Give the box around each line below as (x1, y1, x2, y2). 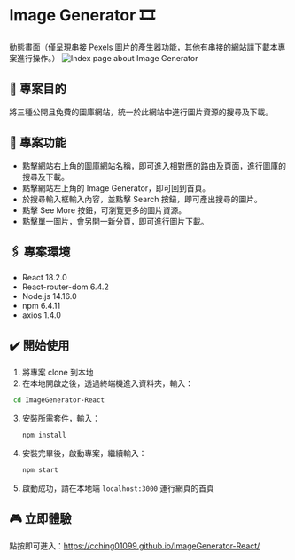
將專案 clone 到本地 (21, 367, 94, 378)
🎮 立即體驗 (9, 511, 72, 526)
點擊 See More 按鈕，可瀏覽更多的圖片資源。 (21, 204, 187, 216)
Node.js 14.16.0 (21, 291, 77, 302)
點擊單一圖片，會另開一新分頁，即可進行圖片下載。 (21, 216, 209, 226)
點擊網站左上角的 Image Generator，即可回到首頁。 (21, 182, 211, 193)
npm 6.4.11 (21, 301, 60, 312)
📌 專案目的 (9, 82, 66, 97)
